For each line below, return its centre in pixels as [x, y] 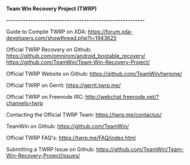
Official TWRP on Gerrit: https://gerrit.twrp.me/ [64, 85]
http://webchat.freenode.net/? [122, 97]
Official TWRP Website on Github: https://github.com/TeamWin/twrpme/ [94, 74]
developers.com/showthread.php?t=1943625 [61, 38]
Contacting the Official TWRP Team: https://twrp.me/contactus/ [84, 115]
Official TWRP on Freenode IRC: [45, 97]
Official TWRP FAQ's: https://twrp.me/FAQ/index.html [71, 138]
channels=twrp [25, 103]
